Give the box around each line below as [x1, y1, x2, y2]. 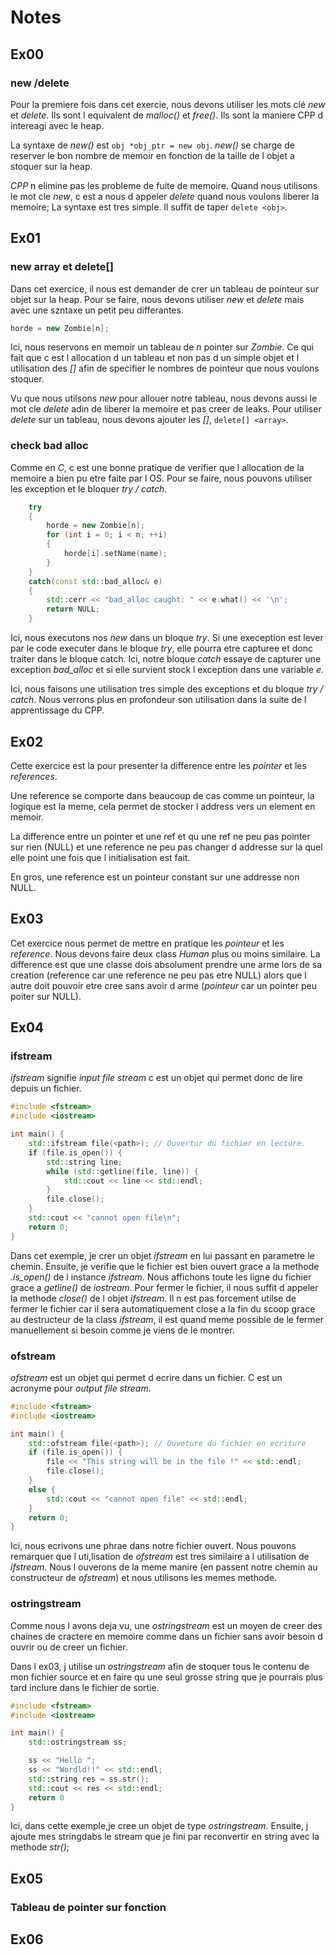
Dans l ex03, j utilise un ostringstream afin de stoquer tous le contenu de [10, 1660, 310, 1672]
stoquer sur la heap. [10, 160, 93, 172]
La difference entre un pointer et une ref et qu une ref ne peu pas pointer [10, 830, 311, 842]
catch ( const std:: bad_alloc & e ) [28, 576, 163, 586]
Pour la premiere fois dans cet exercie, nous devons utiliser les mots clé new [10, 98, 326, 110]
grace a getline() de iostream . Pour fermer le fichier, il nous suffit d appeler [10, 1281, 319, 1293]
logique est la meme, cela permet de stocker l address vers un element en [10, 800, 316, 812]
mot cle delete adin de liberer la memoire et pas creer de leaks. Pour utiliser [10, 403, 322, 415]
